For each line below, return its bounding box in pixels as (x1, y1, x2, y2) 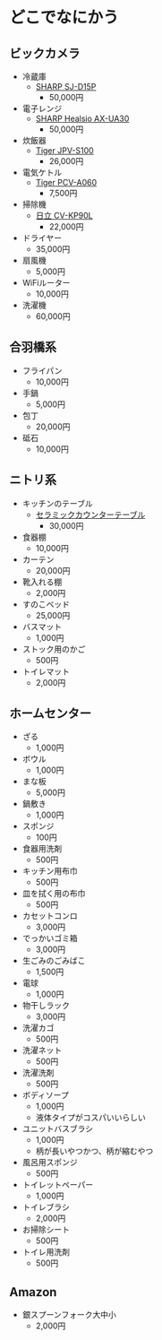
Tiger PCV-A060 (35, 177, 98, 187)
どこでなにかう (9, 7, 119, 28)
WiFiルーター (21, 278, 71, 288)
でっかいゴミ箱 (21, 933, 78, 944)
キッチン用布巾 (21, 866, 78, 877)
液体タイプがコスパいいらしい (35, 1112, 146, 1123)
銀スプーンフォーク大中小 (21, 1310, 116, 1320)
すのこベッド (21, 599, 70, 609)
